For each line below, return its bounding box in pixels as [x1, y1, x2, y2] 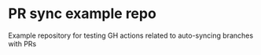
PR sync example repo [8, 5, 157, 23]
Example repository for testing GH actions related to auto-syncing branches [8, 31, 254, 40]
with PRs [8, 38, 37, 48]
